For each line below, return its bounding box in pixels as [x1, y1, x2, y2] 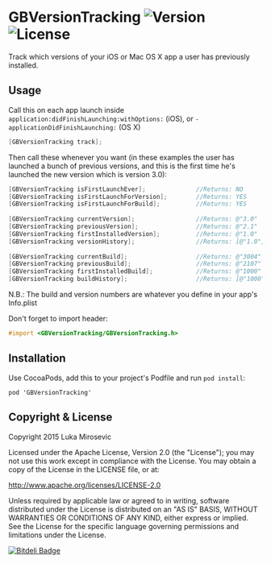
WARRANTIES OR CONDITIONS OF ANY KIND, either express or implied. [8, 512, 248, 523]
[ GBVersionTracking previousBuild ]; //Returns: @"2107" [8, 260, 262, 268]
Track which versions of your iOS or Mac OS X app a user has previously [8, 52, 250, 61]
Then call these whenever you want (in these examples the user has [8, 152, 236, 162]
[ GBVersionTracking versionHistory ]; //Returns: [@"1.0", [8, 238, 265, 246]
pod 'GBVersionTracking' [8, 388, 92, 396]
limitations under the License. [8, 530, 106, 540]
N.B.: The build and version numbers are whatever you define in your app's [8, 290, 258, 299]
